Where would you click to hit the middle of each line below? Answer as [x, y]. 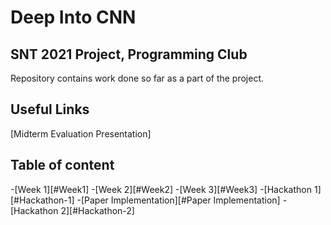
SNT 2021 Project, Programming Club [129, 54]
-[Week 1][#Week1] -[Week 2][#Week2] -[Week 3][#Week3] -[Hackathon [161, 189]
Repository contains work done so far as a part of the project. [137, 78]
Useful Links [50, 109]
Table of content [62, 165]
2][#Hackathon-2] [97, 210]
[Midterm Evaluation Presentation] [81, 133]
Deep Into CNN [73, 17]
